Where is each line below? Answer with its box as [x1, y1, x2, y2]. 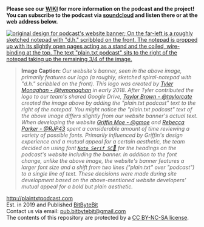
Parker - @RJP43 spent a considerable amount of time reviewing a [21, 125, 190, 132]
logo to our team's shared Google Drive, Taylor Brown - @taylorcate [21, 93, 192, 100]
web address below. [6, 18, 58, 25]
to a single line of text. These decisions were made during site [21, 170, 177, 177]
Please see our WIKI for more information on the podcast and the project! [6, 5, 195, 12]
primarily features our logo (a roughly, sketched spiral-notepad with [21, 74, 192, 81]
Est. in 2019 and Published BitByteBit [6, 201, 98, 208]
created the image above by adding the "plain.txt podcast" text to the [21, 99, 196, 107]
